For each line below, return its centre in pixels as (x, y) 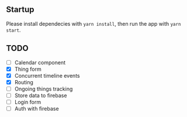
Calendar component (40, 62)
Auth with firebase (37, 109)
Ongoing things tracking (44, 89)
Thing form (28, 69)
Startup (20, 10)
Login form (28, 102)
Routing (24, 82)
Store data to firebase (41, 95)
